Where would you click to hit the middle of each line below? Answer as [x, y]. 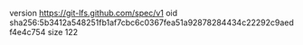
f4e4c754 [28, 32]
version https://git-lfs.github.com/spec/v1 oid [94, 13]
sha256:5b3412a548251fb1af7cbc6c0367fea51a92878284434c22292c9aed [151, 22]
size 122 [63, 32]
